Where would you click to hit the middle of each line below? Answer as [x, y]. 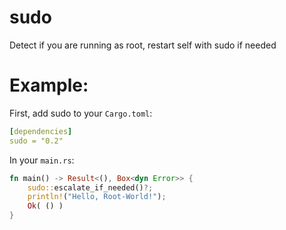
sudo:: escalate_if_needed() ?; [90, 187]
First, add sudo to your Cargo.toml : [81, 113]
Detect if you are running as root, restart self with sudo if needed [143, 45]
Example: [49, 85]
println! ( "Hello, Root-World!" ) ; [97, 197]
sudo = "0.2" [36, 141]
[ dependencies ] [41, 131]
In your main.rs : [42, 160]
